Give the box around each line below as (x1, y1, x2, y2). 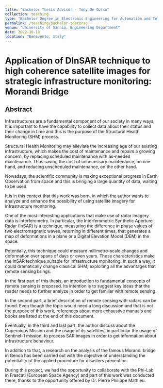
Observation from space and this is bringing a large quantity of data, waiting (5, 178, 158, 184)
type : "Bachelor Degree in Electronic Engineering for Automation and (5, 16, 151, 21)
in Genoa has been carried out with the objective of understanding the (5, 353, 146, 358)
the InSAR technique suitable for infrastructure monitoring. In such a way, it (5, 258, 155, 264)
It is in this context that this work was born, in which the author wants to (5, 193, 149, 199)
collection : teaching (5, 12, 49, 17)
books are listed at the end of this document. (5, 313, 95, 319)
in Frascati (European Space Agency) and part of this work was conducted (5, 372, 154, 378)
